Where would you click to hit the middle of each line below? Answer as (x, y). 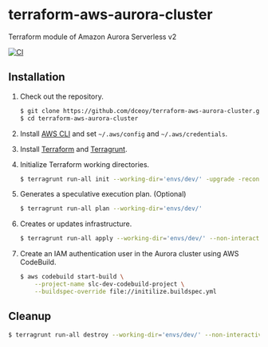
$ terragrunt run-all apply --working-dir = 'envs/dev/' (113, 239)
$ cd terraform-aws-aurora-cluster (79, 118)
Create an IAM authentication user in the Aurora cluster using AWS (129, 254)
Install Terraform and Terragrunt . (73, 149)
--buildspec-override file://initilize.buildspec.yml (126, 291)
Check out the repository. (61, 96)
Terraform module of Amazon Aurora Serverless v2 (93, 37)
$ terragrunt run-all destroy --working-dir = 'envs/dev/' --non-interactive (137, 335)
